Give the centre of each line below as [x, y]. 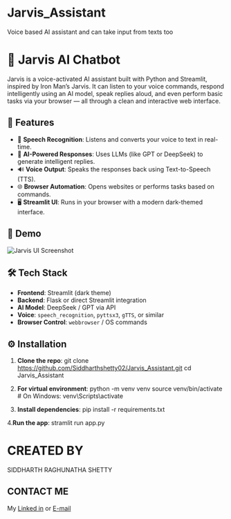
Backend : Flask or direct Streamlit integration [82, 300]
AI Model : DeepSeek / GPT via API [66, 308]
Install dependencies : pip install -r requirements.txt [91, 410]
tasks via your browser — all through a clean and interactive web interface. [114, 101]
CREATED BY [46, 451]
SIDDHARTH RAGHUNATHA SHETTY [60, 470]
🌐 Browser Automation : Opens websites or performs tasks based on [115, 186]
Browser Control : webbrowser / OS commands [82, 322]
